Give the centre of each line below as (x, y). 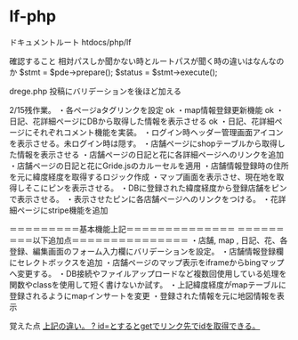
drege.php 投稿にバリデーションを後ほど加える (96, 91)
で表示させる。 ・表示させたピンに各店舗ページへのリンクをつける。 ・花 (144, 198)
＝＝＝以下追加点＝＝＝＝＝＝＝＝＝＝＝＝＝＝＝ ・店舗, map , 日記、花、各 (149, 240)
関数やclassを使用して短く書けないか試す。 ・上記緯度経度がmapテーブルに (148, 284)
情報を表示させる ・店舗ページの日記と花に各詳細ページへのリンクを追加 (150, 154)
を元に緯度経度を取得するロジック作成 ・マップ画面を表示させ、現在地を (143, 176)
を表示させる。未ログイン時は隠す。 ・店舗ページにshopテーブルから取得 (144, 143)
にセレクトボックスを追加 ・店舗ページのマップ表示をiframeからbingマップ (147, 262)
